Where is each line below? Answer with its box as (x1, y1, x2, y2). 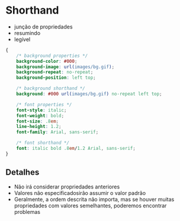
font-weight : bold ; (16, 113, 65, 118)
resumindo (14, 29, 41, 36)
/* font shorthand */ (16, 140, 69, 146)
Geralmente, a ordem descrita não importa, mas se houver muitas (14, 196, 175, 203)
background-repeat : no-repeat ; (16, 69, 94, 75)
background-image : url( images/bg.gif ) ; (16, 63, 115, 70)
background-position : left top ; (16, 75, 96, 81)
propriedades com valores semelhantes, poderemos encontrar (14, 202, 167, 209)
